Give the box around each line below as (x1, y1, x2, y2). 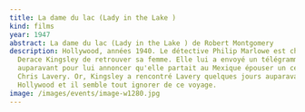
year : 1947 (9, 30, 51, 39)
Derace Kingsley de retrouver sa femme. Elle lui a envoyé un (17, 55, 258, 64)
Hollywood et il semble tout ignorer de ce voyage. (17, 80, 218, 89)
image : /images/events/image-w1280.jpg (9, 89, 161, 98)
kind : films (9, 22, 54, 31)
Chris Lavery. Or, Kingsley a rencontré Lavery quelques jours (17, 72, 261, 81)
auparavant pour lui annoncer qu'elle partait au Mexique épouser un (17, 64, 286, 73)
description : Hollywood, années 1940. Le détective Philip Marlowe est (9, 47, 286, 56)
